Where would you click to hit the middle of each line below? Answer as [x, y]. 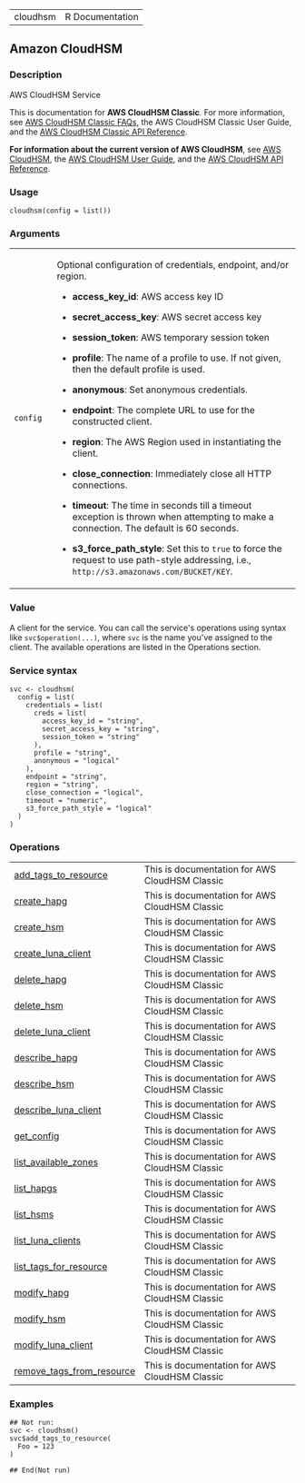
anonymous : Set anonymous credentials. [160, 390]
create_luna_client [53, 954]
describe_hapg [46, 1058]
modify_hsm [40, 1319]
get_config [37, 1136]
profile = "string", [72, 753]
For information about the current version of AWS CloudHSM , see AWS [145, 149]
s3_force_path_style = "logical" [89, 808]
